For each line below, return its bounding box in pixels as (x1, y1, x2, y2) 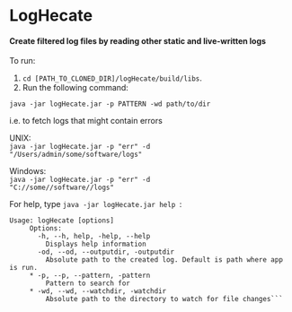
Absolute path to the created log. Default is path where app (45, 256, 283, 264)
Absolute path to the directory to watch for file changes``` (45, 295, 283, 304)
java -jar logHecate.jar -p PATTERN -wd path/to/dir (9, 100, 211, 108)
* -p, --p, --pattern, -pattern (29, 271, 151, 281)
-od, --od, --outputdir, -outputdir (37, 247, 175, 256)
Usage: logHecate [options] (9, 216, 115, 225)
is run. (9, 264, 39, 273)
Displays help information (45, 239, 146, 249)
